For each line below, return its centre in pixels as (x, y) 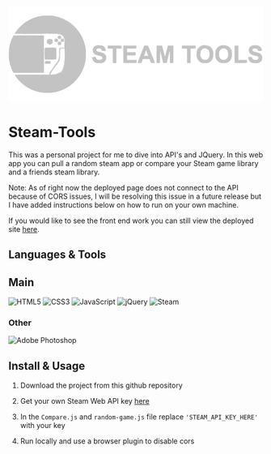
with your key (43, 426)
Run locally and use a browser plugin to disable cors (107, 441)
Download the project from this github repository (102, 385)
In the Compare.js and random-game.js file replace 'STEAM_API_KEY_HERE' (139, 417)
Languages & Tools (57, 255)
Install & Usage (47, 366)
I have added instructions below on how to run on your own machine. (123, 204)
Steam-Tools (52, 133)
